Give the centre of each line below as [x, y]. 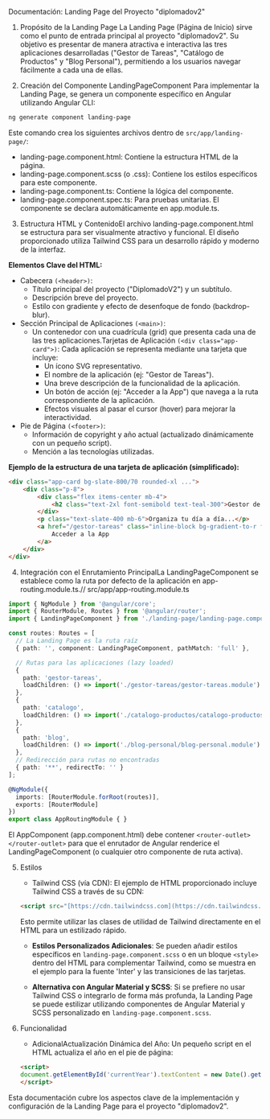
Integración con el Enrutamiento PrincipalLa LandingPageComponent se [139, 572]
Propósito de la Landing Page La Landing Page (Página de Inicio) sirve [136, 27]
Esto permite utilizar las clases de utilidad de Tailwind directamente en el [140, 922]
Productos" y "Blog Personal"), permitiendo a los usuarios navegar [130, 61]
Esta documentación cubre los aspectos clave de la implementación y [124, 1097]
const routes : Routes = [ [51, 634]
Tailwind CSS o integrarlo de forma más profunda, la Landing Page [142, 996]
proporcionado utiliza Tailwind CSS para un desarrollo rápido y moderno [139, 241]
